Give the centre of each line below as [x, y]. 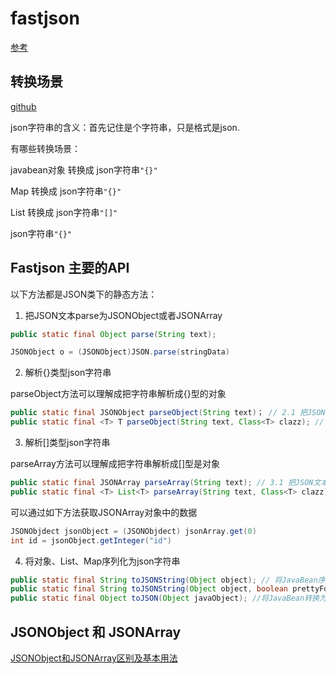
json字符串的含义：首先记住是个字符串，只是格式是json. [125, 127]
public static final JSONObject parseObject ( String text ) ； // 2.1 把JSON [168, 413]
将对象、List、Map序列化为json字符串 [102, 561]
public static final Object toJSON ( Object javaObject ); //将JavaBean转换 [165, 598]
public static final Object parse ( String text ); [113, 334]
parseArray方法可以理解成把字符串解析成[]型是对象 [115, 464]
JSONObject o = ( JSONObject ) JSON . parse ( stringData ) [120, 352]
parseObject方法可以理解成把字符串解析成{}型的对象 [118, 394]
